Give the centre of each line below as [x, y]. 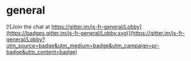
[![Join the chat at [28, 27]
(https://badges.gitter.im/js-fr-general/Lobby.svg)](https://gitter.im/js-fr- [95, 33]
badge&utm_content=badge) [42, 52]
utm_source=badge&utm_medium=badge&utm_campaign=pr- [83, 46]
